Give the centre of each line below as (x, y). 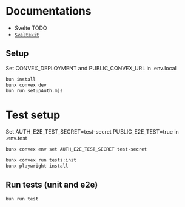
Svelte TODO (31, 28)
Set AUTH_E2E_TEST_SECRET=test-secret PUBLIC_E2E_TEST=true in (92, 132)
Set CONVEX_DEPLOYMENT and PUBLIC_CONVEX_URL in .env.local (91, 68)
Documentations (49, 11)
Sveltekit (27, 35)
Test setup (33, 115)
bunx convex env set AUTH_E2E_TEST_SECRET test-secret (76, 149)
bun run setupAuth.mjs (34, 90)
